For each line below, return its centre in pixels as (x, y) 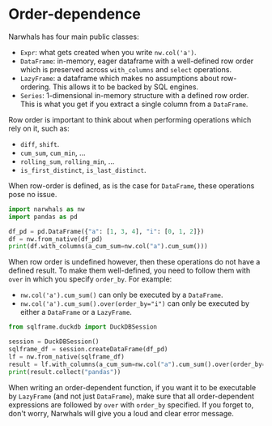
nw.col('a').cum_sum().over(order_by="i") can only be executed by (134, 303)
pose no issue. (33, 194)
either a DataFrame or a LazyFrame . (76, 312)
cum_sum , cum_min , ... (53, 153)
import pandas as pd (43, 217)
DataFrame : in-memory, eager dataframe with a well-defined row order (137, 61)
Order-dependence (75, 14)
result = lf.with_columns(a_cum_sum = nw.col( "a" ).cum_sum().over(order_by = (137, 364)
